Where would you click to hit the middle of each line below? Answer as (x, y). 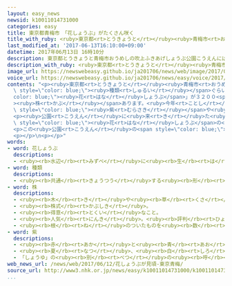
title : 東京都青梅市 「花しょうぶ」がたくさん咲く (71, 33)
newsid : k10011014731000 (43, 20)
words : (17, 142)
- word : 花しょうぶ (32, 149)
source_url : (24, 270)
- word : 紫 (22, 232)
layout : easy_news (33, 13)
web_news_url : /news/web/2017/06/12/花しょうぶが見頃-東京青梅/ (95, 264)
